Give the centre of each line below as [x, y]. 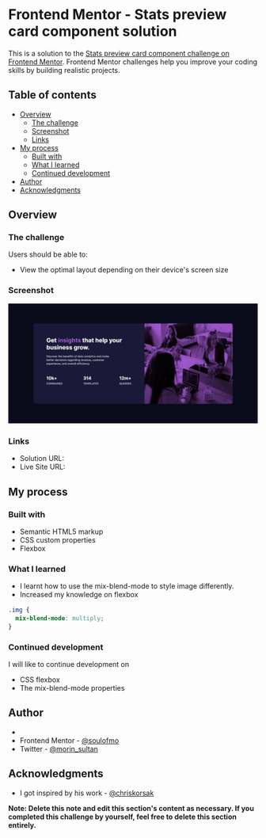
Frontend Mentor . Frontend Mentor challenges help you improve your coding [133, 62]
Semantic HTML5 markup [61, 531]
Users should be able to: [48, 254]
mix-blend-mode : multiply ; [60, 619]
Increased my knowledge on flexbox [79, 595]
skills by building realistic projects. [64, 70]
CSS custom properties [58, 539]
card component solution [93, 31]
